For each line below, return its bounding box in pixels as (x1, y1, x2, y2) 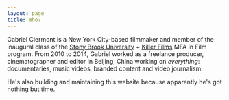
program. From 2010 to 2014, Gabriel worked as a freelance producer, (7, 49, 204, 58)
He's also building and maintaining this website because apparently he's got (7, 77, 223, 86)
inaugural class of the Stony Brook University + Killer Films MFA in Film (7, 42, 207, 51)
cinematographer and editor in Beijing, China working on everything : (7, 57, 200, 65)
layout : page (7, 10, 45, 17)
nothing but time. (7, 85, 56, 93)
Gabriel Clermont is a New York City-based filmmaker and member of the (7, 35, 214, 43)
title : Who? (7, 16, 41, 23)
